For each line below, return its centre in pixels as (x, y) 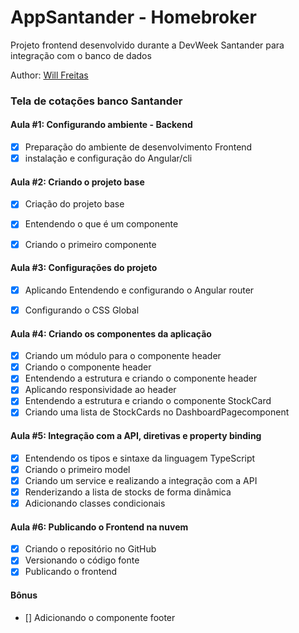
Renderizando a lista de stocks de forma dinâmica (128, 492)
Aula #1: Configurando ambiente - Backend (101, 125)
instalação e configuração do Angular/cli (108, 158)
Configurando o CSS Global (82, 310)
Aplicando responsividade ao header (100, 390)
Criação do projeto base (74, 204)
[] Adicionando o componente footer (100, 617)
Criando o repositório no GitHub (90, 549)
